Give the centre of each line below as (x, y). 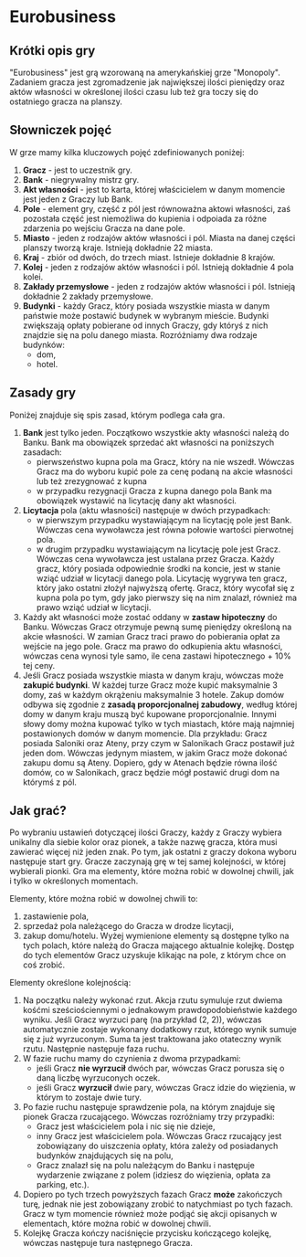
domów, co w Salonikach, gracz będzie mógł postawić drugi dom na (151, 772)
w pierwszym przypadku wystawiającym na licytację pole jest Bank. (164, 520)
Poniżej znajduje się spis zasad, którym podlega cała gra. (117, 415)
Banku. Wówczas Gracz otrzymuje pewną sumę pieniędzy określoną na (157, 627)
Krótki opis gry (53, 51)
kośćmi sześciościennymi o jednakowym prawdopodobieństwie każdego (160, 1010)
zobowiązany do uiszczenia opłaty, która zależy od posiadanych (157, 1146)
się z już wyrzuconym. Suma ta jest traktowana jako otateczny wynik (152, 1040)
